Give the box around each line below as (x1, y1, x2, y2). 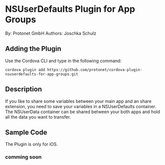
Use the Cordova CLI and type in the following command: (5, 58, 122, 64)
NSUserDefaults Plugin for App (5, 3, 135, 15)
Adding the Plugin (5, 44, 62, 53)
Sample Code (5, 128, 47, 136)
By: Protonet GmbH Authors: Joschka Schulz (5, 30, 96, 36)
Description (5, 85, 42, 93)
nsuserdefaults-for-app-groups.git (5, 72, 79, 77)
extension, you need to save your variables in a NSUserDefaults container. (5, 103, 157, 109)
